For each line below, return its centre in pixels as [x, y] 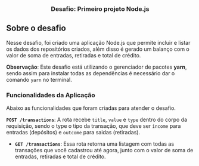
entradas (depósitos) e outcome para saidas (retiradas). [73, 133]
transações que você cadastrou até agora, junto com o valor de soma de [104, 150]
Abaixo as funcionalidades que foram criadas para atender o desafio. [91, 108]
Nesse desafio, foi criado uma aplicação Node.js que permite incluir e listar [98, 42]
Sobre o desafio [36, 28]
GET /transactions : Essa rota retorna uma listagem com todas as [94, 144]
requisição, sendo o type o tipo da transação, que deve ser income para [94, 126]
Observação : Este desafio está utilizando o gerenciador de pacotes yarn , [97, 67]
